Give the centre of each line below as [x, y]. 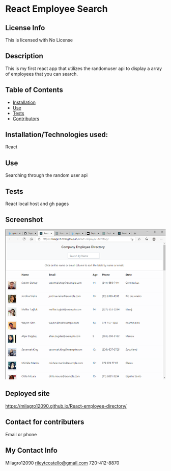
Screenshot [24, 220]
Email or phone [21, 434]
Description [24, 56]
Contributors [26, 119]
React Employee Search [56, 9]
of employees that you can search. [41, 74]
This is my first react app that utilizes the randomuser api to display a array [84, 68]
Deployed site [27, 394]
